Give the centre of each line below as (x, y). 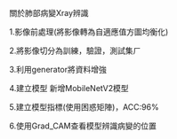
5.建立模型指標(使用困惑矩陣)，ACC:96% (84, 107)
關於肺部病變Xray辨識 (49, 13)
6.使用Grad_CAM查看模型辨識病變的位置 (83, 126)
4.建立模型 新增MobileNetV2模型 (69, 88)
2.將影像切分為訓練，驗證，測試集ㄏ (75, 50)
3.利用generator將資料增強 (58, 69)
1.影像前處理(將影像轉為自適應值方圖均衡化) (89, 32)
